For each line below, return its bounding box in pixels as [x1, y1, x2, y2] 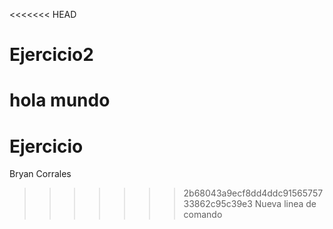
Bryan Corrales [9, 168, 72, 180]
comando [183, 209, 223, 221]
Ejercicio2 [9, 44, 94, 66]
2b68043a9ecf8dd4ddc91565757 [183, 187, 324, 199]
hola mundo [9, 89, 111, 112]
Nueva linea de [254, 198, 317, 210]
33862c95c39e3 [183, 198, 253, 210]
